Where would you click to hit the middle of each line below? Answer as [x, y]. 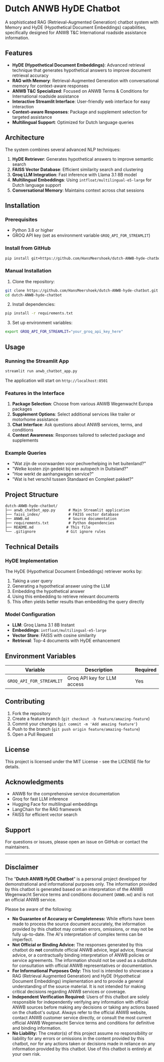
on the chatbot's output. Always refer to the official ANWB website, [80, 1013]
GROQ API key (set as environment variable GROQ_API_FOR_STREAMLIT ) [81, 235]
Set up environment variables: [42, 323]
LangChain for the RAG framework [47, 810]
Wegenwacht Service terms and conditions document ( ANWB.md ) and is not [79, 894]
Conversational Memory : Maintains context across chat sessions [78, 190]
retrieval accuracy [30, 75]
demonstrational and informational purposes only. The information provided [81, 884]
